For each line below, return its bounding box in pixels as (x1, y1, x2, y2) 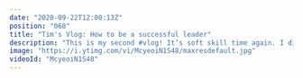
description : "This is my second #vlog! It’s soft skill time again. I (9, 38, 284, 48)
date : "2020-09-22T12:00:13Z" (9, 13, 124, 22)
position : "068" (9, 22, 70, 30)
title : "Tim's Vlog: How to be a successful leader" (9, 30, 212, 39)
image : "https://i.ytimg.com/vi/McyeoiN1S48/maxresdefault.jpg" (9, 47, 256, 56)
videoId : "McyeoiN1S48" (9, 55, 99, 64)
